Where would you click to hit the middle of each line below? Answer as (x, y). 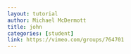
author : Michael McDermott (47, 20)
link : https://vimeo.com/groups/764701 (66, 40)
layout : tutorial (33, 14)
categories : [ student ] (40, 33)
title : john (25, 27)
